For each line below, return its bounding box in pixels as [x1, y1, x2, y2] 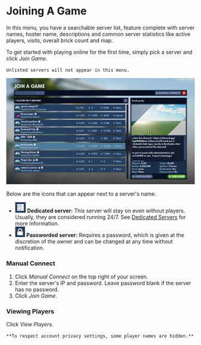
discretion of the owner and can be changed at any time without [14, 238, 173, 245]
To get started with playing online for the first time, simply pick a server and [6, 48, 193, 55]
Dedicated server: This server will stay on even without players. [26, 207, 185, 214]
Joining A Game [6, 4, 87, 18]
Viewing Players [6, 307, 55, 316]
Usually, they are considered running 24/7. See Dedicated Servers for [14, 214, 187, 221]
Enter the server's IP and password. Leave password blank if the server [14, 279, 191, 286]
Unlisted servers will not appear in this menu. [6, 67, 130, 73]
